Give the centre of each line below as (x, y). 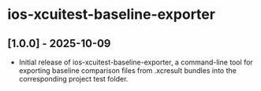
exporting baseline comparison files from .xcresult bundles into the (128, 71)
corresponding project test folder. (73, 79)
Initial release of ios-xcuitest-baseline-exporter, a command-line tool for (136, 62)
